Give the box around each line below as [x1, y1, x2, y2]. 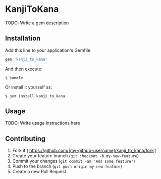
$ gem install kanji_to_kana [5, 93, 65, 98]
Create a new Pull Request [12, 169, 67, 175]
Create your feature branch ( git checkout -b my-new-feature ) [12, 153, 139, 159]
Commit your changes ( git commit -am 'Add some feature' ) [12, 158, 135, 164]
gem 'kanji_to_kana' [5, 57, 48, 62]
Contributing [5, 134, 46, 143]
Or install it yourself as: [5, 84, 52, 90]
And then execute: [5, 66, 43, 72]
